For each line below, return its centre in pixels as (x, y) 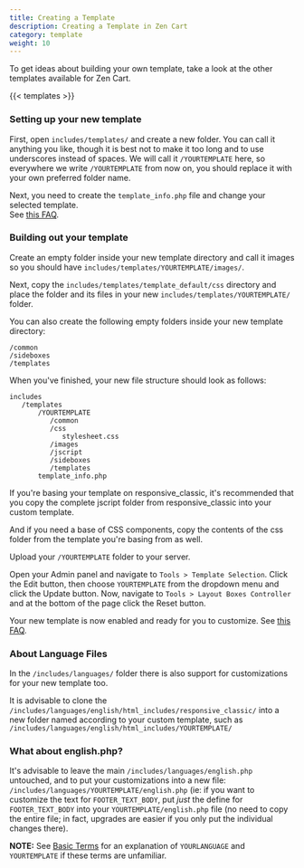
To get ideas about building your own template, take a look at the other (141, 69)
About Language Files (58, 653)
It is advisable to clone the (58, 701)
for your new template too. (59, 683)
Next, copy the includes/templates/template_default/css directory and (143, 284)
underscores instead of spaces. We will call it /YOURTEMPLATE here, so (137, 158)
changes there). (39, 828)
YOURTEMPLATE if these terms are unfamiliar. (88, 855)
